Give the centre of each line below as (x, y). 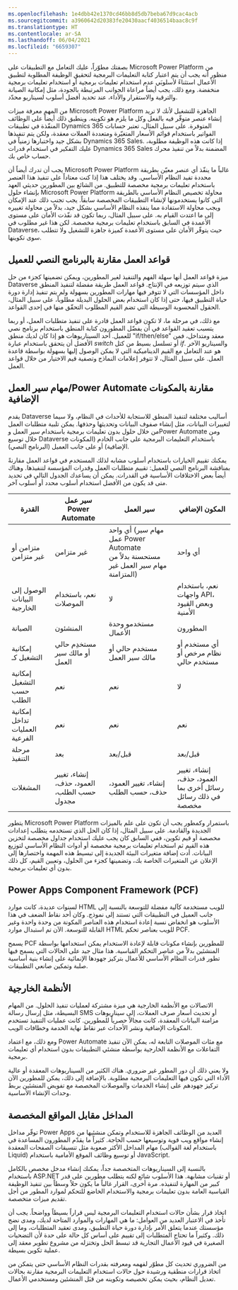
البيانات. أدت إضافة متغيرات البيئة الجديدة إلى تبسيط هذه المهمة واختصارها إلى (110, 853)
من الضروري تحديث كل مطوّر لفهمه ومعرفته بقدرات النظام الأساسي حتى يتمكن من (117, 1264)
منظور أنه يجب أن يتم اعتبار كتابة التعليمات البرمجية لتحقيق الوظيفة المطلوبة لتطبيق (118, 74)
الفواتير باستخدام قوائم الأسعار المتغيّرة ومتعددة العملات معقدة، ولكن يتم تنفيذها (112, 133)
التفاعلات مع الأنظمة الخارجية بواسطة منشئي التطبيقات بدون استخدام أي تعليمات (114, 1049)
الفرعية (23, 737)
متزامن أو (26, 548)
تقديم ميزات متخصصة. (37, 1199)
